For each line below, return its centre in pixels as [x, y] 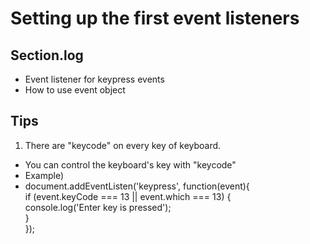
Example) [44, 175]
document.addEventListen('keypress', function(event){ [137, 186]
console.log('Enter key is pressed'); [98, 207]
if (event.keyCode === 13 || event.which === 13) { [128, 196]
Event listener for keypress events [94, 79]
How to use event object [75, 90]
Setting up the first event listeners [155, 18]
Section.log [47, 55]
